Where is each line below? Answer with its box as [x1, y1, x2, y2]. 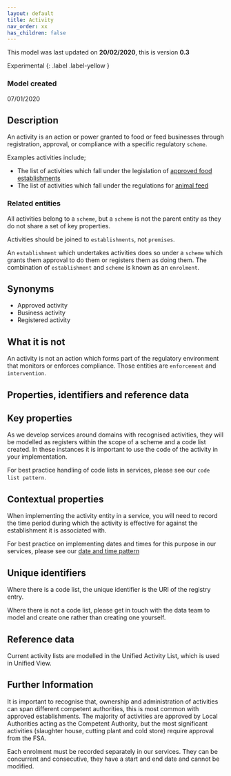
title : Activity [7, 17, 54, 23]
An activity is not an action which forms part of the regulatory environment [7, 355, 219, 363]
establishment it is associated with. [7, 526, 107, 535]
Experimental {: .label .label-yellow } [7, 61, 110, 70]
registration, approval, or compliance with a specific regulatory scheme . [7, 140, 208, 148]
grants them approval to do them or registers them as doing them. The [7, 256, 207, 264]
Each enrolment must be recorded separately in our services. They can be [7, 747, 219, 755]
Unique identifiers [7, 567, 86, 579]
